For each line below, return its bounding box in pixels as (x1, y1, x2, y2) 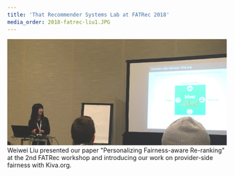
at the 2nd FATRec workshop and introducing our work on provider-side (7, 154, 214, 162)
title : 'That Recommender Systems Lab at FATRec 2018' (7, 11, 170, 18)
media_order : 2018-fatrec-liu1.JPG (7, 18, 111, 26)
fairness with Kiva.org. (7, 161, 72, 170)
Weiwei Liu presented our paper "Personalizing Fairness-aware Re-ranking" (7, 146, 225, 154)
